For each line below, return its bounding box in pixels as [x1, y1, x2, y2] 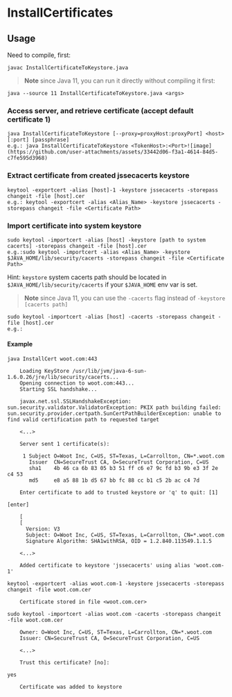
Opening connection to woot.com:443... [19, 380, 135, 387]
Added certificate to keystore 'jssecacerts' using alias [19, 562, 190, 569]
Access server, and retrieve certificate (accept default [7, 106, 194, 115]
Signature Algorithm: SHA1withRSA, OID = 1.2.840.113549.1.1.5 [25, 538, 213, 545]
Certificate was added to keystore [19, 684, 123, 691]
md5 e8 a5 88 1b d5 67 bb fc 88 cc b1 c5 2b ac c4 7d [28, 477, 199, 484]
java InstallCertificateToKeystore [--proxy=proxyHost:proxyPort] [7, 131, 203, 137]
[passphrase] [32, 137, 70, 144]
